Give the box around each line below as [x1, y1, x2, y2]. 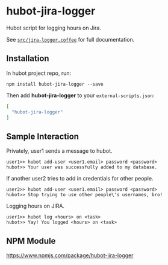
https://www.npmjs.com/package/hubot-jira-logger [6, 252, 134, 259]
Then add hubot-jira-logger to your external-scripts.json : [6, 92, 155, 99]
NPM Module [6, 235, 56, 246]
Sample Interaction [6, 131, 79, 141]
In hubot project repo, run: [6, 69, 72, 77]
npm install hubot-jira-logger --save [6, 81, 104, 87]
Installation [6, 53, 49, 64]
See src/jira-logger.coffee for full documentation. [6, 36, 135, 43]
